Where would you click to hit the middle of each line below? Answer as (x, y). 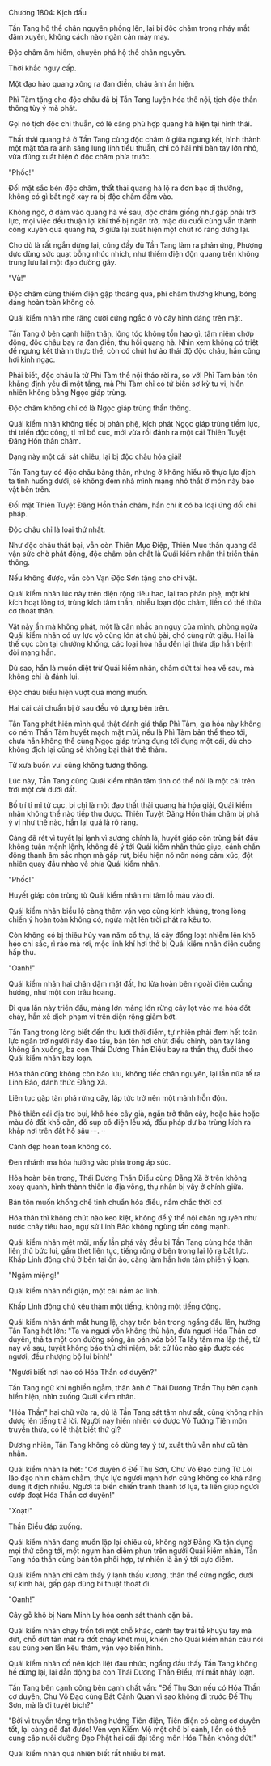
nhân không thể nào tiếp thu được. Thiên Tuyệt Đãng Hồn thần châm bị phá (134, 814)
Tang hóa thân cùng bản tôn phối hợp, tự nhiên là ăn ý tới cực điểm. (121, 1559)
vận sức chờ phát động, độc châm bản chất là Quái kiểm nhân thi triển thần (133, 554)
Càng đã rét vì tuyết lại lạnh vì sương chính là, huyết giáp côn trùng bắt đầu (133, 838)
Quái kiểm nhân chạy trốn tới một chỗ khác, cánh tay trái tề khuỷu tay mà (130, 1630)
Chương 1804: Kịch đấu (47, 13)
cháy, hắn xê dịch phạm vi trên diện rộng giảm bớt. (93, 1017)
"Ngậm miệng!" (34, 1275)
